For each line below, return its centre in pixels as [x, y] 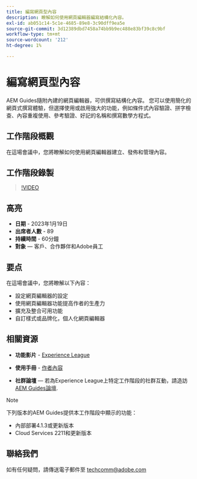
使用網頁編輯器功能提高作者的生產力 [60, 303]
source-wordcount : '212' [37, 40]
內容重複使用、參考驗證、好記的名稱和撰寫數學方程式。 [85, 115]
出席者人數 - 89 [34, 231]
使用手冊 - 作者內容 [39, 367]
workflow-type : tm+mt [33, 34]
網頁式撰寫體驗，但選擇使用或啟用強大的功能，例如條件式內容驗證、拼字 [96, 108]
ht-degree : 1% [24, 46]
